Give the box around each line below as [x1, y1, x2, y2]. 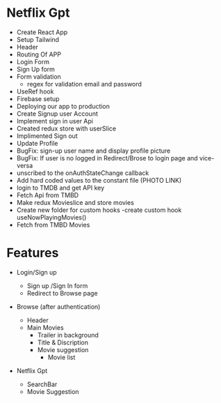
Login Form [16, 57, 50, 66]
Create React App [16, 28, 68, 36]
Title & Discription [37, 338, 88, 347]
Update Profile [16, 139, 58, 147]
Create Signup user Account [16, 109, 99, 118]
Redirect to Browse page [26, 289, 98, 297]
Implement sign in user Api [16, 116, 93, 125]
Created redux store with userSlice [16, 124, 117, 132]
